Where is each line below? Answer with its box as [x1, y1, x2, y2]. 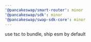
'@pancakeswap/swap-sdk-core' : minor [5, 17, 86, 22]
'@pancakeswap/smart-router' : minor [5, 7, 83, 13]
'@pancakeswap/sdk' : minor [5, 12, 63, 17]
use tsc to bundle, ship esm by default [5, 31, 86, 37]
